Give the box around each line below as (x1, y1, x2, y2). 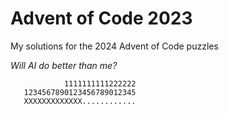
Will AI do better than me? (10, 59, 118, 71)
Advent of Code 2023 (10, 7, 193, 30)
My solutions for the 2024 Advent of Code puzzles (10, 40, 219, 52)
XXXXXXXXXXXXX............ (23, 96, 137, 106)
